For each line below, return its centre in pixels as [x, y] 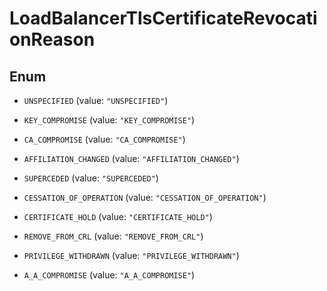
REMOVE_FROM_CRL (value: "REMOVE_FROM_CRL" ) [113, 236]
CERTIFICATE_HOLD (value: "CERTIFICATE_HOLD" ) [118, 216]
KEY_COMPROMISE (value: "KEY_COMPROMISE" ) [109, 120]
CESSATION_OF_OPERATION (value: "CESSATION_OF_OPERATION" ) [145, 197]
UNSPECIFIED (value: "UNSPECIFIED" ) [96, 100]
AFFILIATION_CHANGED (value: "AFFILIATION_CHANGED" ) [131, 158]
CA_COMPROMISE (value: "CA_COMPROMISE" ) [104, 139]
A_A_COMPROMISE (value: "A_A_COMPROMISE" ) [109, 275]
